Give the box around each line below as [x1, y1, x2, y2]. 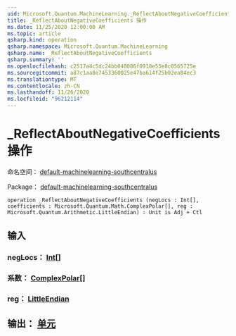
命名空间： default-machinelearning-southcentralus [7, 167, 157, 176]
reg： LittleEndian [7, 294, 70, 304]
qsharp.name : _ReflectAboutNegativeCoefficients [7, 50, 152, 57]
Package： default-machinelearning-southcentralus [7, 182, 158, 191]
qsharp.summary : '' [7, 56, 65, 63]
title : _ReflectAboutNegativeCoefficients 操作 [7, 17, 147, 24]
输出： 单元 [7, 318, 56, 330]
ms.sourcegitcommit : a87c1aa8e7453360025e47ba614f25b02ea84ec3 [7, 69, 197, 76]
